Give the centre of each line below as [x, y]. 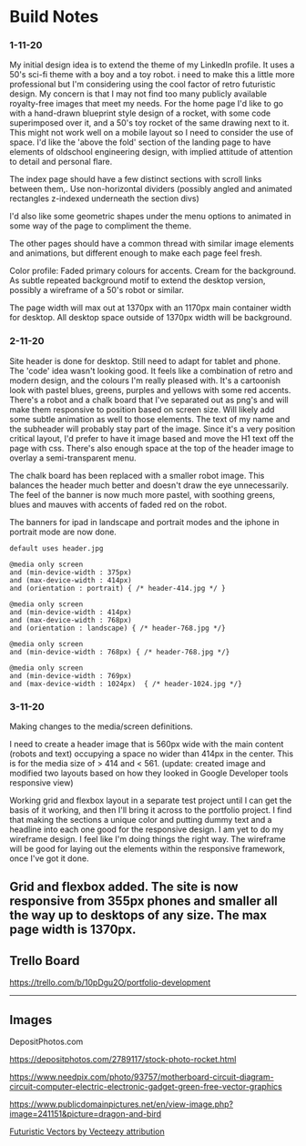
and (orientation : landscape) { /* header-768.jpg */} [117, 628]
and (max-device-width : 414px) [71, 580]
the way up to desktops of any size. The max [138, 915]
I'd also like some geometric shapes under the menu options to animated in [150, 217]
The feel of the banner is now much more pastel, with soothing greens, [143, 494]
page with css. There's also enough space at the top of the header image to [152, 448]
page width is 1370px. [73, 930]
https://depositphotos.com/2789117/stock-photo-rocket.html [123, 1060]
